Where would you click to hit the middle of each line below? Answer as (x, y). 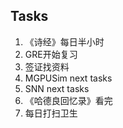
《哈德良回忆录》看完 (68, 100)
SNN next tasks (57, 88)
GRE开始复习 (51, 54)
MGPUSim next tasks (68, 78)
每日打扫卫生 (51, 113)
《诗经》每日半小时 (64, 41)
